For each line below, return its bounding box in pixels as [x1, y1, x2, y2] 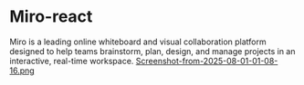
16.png [9, 65, 35, 76]
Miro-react [9, 6, 93, 27]
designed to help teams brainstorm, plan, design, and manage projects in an [9, 45, 296, 56]
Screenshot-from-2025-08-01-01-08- [135, 55, 278, 66]
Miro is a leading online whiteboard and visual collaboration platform [9, 36, 267, 47]
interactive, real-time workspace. [9, 55, 134, 66]
